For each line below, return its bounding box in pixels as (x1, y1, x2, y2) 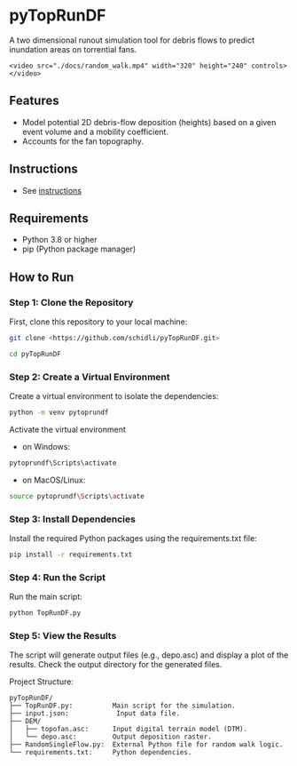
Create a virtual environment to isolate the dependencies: (9, 391, 219, 402)
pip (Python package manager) (21, 243, 137, 254)
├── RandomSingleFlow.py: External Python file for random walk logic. (9, 740, 284, 749)
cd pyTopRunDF (9, 349, 62, 358)
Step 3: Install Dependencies (9, 513, 136, 525)
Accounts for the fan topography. (21, 135, 144, 147)
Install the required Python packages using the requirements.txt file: (9, 533, 257, 544)
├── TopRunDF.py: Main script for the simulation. (9, 701, 237, 711)
